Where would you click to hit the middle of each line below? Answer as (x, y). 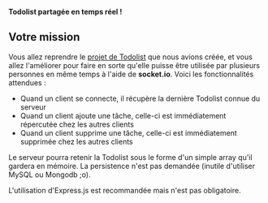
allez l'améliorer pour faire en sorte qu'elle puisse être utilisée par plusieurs (134, 65)
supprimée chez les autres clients (77, 141)
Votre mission (44, 37)
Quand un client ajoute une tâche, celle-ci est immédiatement (123, 115)
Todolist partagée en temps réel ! (65, 12)
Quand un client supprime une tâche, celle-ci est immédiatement (128, 132)
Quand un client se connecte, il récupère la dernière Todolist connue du (140, 98)
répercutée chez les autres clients (77, 124)
